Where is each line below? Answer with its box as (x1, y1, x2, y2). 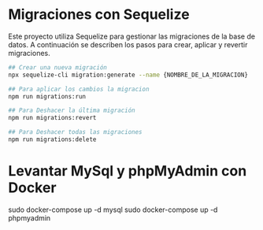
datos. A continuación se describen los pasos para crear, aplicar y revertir (8, 39, 248, 49)
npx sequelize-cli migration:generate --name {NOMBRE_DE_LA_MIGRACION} (8, 71, 248, 79)
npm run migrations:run (8, 92, 87, 100)
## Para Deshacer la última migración (8, 106, 135, 115)
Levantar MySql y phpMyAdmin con (8, 162, 247, 180)
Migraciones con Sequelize (8, 6, 191, 24)
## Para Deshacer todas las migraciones (8, 128, 143, 136)
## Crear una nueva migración (8, 63, 108, 72)
